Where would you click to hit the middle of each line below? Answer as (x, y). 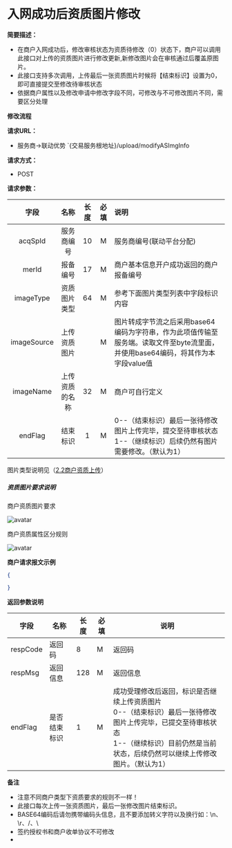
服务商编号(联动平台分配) (155, 241)
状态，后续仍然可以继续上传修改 (165, 753)
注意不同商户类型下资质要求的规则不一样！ (78, 797)
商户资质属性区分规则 (37, 534)
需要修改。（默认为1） (149, 451)
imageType (32, 298)
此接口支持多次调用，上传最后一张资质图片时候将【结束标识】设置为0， (119, 75)
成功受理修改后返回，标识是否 (162, 691)
